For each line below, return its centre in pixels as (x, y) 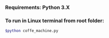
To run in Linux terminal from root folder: (55, 20)
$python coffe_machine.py (32, 31)
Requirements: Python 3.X (37, 7)
